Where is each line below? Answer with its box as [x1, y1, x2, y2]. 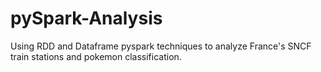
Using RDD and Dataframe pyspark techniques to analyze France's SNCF [10, 40, 312, 52]
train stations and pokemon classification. [10, 50, 182, 62]
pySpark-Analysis [10, 7, 163, 30]
